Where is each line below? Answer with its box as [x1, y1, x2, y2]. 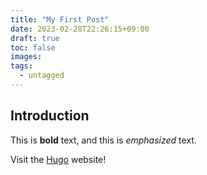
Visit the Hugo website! [10, 153, 107, 165]
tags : [10, 61, 33, 71]
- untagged [19, 71, 65, 81]
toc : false [10, 42, 56, 53]
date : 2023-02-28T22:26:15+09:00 [10, 24, 150, 34]
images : [10, 52, 43, 62]
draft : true [10, 33, 60, 43]
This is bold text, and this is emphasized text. [10, 134, 197, 146]
